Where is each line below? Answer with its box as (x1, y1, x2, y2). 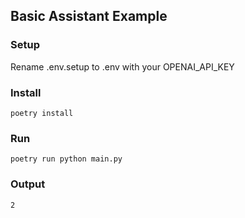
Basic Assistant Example (10, 8, 168, 25)
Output (10, 177, 46, 191)
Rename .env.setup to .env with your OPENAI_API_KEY (10, 60, 235, 73)
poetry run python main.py (10, 154, 123, 164)
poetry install (10, 108, 74, 118)
